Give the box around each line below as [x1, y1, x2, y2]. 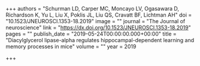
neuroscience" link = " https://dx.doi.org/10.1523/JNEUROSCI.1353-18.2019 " [5, 24, 191, 31]
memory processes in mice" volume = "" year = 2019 [5, 43, 137, 50]
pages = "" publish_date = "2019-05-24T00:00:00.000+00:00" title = [5, 30, 177, 37]
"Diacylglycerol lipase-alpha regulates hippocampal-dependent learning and [5, 37, 195, 43]
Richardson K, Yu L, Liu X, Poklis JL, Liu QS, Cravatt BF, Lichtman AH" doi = [5, 11, 192, 18]
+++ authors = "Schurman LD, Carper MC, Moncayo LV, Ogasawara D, [5, 5, 180, 12]
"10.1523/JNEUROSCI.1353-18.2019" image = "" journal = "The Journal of [5, 18, 186, 24]
